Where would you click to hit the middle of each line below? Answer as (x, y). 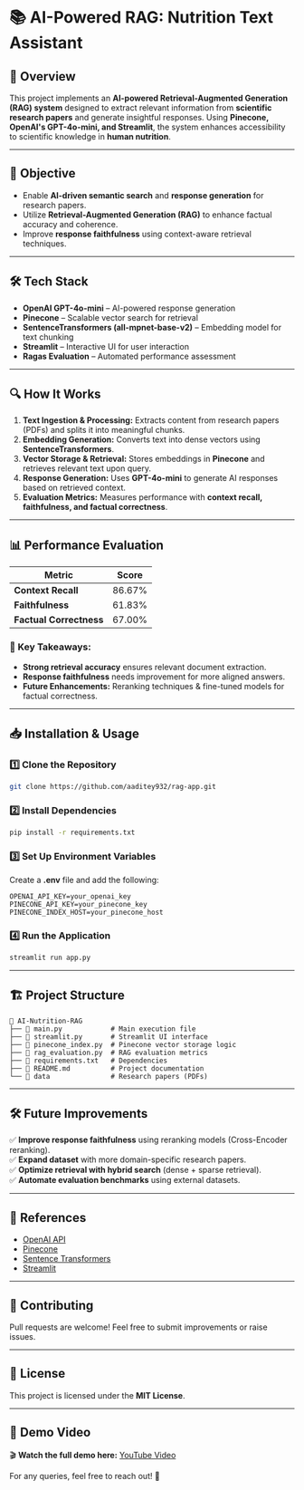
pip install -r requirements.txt (72, 833)
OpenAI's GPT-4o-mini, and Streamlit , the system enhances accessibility (147, 127)
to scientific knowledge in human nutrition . (90, 136)
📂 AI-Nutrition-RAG (46, 1021)
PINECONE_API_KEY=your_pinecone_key (78, 904)
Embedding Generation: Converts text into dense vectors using (141, 439)
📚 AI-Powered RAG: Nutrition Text (142, 18)
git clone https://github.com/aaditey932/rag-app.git (113, 787)
